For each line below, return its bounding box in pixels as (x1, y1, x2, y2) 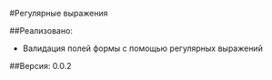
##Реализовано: (9, 25, 73, 35)
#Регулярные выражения (9, 8, 108, 18)
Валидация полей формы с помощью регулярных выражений (22, 43, 264, 54)
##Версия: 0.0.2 (9, 61, 72, 71)
